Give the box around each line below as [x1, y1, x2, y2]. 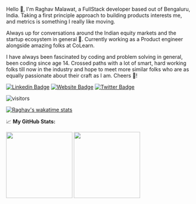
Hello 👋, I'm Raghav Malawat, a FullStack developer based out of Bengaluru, [6, 6, 191, 12]
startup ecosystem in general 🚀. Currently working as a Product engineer [6, 36, 184, 42]
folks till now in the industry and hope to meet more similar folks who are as [6, 66, 190, 73]
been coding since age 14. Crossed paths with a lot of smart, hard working [6, 59, 187, 66]
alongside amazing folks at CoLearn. [6, 42, 95, 49]
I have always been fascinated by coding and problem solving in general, [6, 53, 183, 60]
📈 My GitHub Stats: [6, 118, 56, 125]
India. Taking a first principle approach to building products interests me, [6, 12, 182, 19]
